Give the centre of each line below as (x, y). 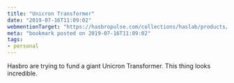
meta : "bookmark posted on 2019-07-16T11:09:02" (79, 33)
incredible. (22, 73)
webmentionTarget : (34, 27)
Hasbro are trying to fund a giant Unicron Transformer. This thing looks (109, 66)
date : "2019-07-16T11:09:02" (49, 20)
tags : (15, 40)
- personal (23, 46)
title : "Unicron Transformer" (51, 14)
